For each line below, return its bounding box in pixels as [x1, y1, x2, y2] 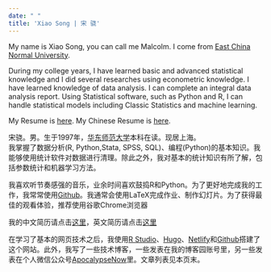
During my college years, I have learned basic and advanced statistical [8, 65, 244, 75]
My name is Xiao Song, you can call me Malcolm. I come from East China [8, 41, 251, 51]
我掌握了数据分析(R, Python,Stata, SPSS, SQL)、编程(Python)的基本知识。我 [8, 142, 261, 152]
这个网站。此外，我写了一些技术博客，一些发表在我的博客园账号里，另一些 [8, 244, 256, 254]
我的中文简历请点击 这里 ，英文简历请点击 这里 [8, 217, 157, 227]
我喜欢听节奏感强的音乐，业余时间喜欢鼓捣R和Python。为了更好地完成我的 [8, 179, 256, 190]
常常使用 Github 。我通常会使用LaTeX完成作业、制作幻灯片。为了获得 [29, 190, 256, 199]
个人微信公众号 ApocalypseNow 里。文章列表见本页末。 [22, 254, 205, 264]
